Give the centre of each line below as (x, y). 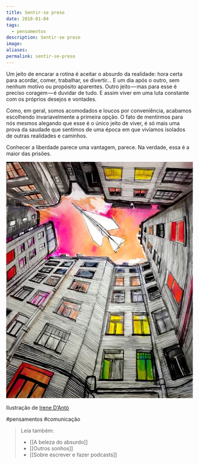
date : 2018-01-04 (28, 19)
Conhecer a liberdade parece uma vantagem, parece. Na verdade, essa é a (98, 147)
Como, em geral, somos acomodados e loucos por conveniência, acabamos (99, 110)
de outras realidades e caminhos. (47, 136)
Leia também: (37, 430)
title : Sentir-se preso (36, 12)
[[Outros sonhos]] (51, 448)
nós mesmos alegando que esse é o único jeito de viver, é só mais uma (93, 123)
